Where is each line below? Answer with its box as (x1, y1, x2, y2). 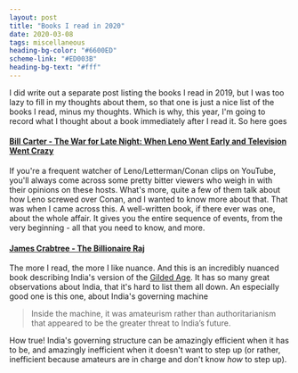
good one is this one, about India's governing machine (9, 291, 209, 302)
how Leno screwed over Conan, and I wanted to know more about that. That (9, 194, 288, 205)
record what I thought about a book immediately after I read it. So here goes (9, 115, 287, 126)
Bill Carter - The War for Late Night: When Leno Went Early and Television (9, 136, 287, 147)
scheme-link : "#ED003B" (9, 54, 98, 63)
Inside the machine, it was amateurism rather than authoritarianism (30, 309, 277, 319)
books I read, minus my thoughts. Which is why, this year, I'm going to (9, 106, 266, 117)
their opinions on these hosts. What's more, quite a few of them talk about (9, 185, 281, 195)
